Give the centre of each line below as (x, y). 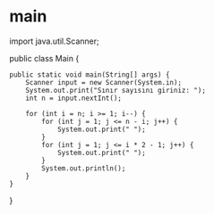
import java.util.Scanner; (55, 41)
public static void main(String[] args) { (90, 74)
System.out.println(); (84, 168)
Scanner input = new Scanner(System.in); (103, 82)
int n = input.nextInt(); (74, 98)
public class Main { (44, 58)
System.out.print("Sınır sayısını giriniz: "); (116, 90)
